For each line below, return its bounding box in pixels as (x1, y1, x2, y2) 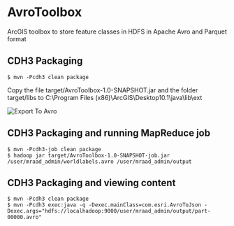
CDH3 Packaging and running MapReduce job (7, 127, 211, 139)
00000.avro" (7, 214, 42, 221)
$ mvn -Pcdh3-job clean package (7, 146, 101, 153)
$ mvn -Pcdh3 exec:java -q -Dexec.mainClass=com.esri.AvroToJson (7, 202, 201, 209)
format (7, 34, 27, 43)
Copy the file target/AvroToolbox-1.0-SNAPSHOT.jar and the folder (7, 85, 198, 94)
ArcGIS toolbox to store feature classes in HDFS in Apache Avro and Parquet (7, 27, 227, 36)
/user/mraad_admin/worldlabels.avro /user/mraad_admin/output (7, 158, 192, 165)
